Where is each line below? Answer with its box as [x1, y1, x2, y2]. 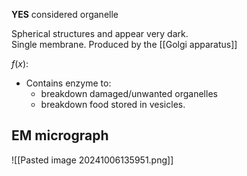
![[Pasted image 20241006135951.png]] [11, 154, 174, 166]
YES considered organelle [11, 9, 119, 20]
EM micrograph [11, 127, 109, 144]
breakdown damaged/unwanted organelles [40, 88, 218, 99]
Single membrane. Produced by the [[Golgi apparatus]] [11, 39, 238, 50]
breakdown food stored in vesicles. [40, 99, 186, 110]
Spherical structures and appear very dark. [11, 28, 189, 39]
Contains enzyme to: [25, 77, 112, 89]
